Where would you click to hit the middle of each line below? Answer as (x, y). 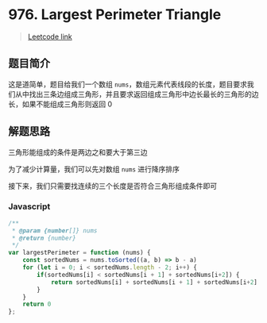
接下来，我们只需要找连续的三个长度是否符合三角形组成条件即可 (112, 186)
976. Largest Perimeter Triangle (115, 15)
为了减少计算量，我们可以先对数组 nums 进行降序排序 (94, 169)
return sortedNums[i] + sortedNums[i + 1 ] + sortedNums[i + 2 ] (154, 282)
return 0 (37, 304)
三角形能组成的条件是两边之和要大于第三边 (78, 152)
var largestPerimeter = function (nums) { (79, 253)
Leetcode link (50, 37)
